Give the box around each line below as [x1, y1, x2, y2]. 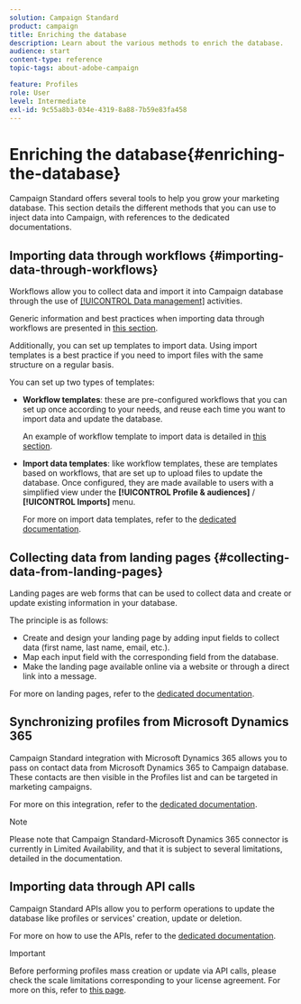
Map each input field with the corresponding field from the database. [22, 651, 279, 662]
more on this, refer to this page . [9, 984, 127, 995]
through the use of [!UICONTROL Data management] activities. [9, 295, 243, 307]
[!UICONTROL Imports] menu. [22, 497, 136, 507]
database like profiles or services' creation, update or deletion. [9, 913, 242, 924]
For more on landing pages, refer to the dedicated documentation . [9, 688, 255, 699]
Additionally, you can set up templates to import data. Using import [9, 340, 258, 351]
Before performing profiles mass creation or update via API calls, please [9, 965, 277, 976]
